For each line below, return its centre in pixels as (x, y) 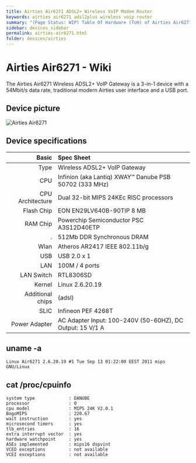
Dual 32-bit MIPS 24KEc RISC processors (115, 197)
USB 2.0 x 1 (74, 256)
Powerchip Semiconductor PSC (101, 220)
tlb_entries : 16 (43, 429)
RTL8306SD (75, 275)
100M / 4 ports (78, 265)
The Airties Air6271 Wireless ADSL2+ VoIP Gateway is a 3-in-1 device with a (97, 84)
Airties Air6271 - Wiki (59, 68)
